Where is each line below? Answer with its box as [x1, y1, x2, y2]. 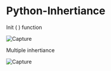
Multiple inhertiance [6, 46, 55, 54]
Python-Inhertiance [6, 4, 106, 18]
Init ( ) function [6, 24, 43, 31]
